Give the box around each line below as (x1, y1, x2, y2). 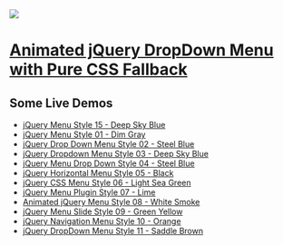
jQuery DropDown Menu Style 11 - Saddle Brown (22, 226, 204, 236)
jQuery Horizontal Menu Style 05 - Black (22, 168, 174, 178)
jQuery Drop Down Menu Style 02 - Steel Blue (22, 139, 195, 149)
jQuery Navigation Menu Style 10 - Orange (22, 216, 181, 226)
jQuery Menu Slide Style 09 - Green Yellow (22, 206, 183, 217)
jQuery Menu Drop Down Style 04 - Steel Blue (22, 158, 195, 169)
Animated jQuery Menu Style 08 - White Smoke (22, 197, 200, 207)
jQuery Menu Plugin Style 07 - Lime (22, 187, 156, 198)
